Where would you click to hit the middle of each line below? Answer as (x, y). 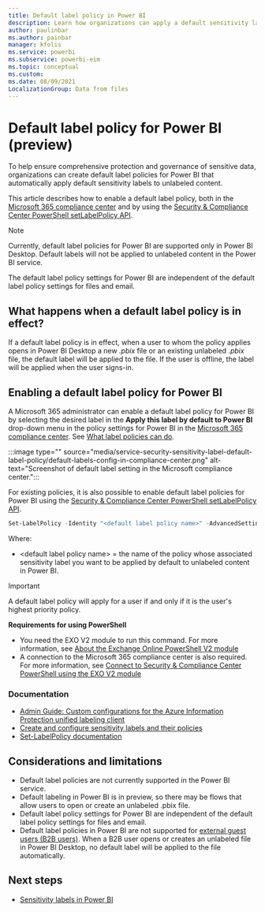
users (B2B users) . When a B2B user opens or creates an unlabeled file (135, 839)
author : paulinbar (38, 30)
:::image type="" (35, 451)
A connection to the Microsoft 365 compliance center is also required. (133, 656)
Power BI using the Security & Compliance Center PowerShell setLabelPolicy (132, 500)
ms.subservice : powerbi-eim (54, 60)
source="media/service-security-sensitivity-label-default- (158, 451)
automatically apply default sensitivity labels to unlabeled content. (116, 183)
